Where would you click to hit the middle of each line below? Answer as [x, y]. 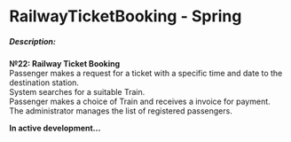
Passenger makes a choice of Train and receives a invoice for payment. [140, 102]
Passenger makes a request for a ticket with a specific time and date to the [146, 74]
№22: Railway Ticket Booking [65, 64]
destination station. [44, 83]
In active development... [55, 128]
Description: [32, 41]
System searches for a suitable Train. [77, 92]
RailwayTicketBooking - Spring [126, 16]
